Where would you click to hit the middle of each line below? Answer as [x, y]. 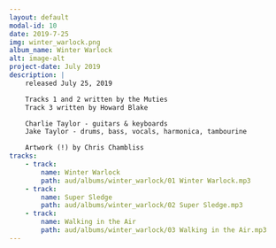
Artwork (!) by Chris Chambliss [84, 148]
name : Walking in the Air [89, 222]
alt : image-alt [37, 58]
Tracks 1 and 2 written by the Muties [96, 99]
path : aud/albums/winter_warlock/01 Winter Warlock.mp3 [146, 181]
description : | [37, 75]
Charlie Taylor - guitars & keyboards [96, 124]
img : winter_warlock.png [55, 42]
